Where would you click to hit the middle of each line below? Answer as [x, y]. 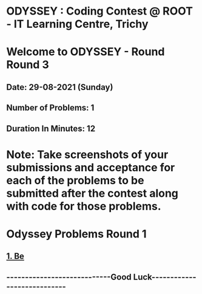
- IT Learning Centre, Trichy [77, 24]
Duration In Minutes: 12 [51, 128]
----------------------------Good [69, 277]
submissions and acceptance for [91, 167]
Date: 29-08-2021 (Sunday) [60, 87]
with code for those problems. [84, 206]
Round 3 [28, 65]
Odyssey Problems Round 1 [76, 234]
